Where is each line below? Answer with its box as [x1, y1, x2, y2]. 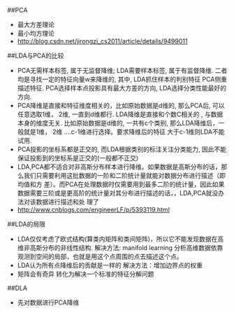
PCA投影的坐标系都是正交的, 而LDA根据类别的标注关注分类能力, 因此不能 [17, 145, 227, 153]
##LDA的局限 [7, 220, 45, 228]
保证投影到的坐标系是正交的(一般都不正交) [17, 154, 139, 162]
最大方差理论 [17, 20, 54, 29]
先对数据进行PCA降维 [17, 298, 80, 307]
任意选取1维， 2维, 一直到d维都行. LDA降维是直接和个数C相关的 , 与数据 [17, 110, 224, 118]
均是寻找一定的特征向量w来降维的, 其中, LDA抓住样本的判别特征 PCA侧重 [17, 75, 227, 83]
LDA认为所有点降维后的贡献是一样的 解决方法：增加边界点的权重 [17, 261, 203, 269]
